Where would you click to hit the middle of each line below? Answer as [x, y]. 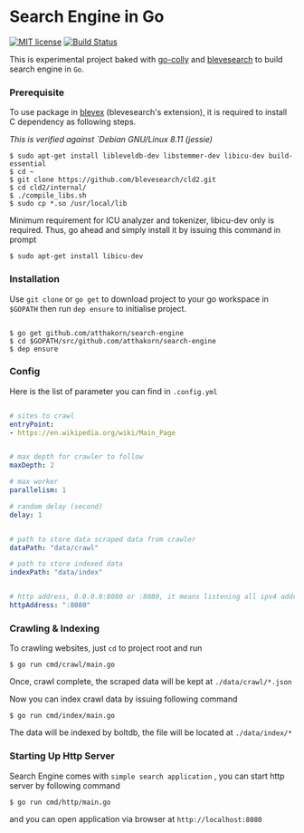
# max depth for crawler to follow [76, 457]
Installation [35, 279]
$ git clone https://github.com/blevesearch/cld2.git [113, 180]
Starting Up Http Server [62, 756]
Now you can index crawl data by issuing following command [123, 699]
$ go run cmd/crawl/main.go [62, 665]
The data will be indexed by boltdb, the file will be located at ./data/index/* [151, 732]
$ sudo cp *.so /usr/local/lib [68, 204]
